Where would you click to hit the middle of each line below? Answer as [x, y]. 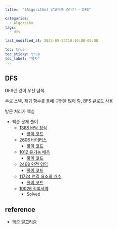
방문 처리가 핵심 [20, 111]
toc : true [15, 50]
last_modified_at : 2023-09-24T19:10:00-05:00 [52, 41]
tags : [10, 27]
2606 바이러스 [33, 140]
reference [20, 209]
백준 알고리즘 [24, 222]
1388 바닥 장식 [33, 128]
